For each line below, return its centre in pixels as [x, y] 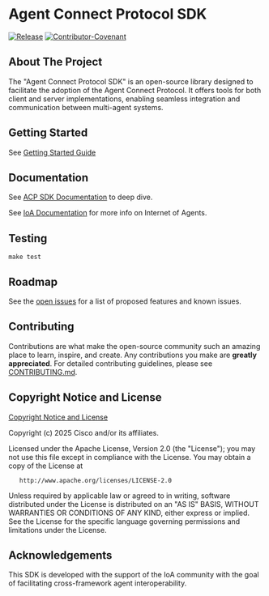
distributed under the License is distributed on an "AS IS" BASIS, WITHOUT [134, 504]
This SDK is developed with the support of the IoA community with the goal [134, 575]
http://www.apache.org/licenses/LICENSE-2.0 [96, 480]
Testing [28, 238]
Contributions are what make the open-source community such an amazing [134, 346]
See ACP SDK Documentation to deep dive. [81, 197]
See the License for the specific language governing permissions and [124, 521]
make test [25, 257]
